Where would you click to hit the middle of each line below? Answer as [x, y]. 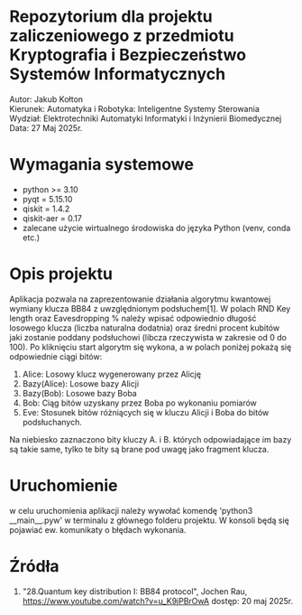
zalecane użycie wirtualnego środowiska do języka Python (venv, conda [156, 228]
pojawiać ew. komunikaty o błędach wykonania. [98, 529]
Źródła [34, 566]
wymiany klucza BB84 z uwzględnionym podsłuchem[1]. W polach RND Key [150, 308]
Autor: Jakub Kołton [46, 99]
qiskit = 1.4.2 [46, 209]
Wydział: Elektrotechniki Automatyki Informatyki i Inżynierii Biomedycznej [146, 118]
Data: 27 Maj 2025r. [46, 127]
